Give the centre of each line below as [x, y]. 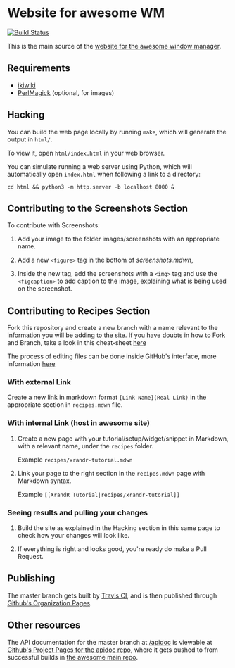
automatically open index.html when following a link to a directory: [104, 174]
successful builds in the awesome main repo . [73, 657]
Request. [30, 557]
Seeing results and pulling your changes [78, 512]
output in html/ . [30, 139]
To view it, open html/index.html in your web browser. [86, 153]
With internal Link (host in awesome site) [78, 423]
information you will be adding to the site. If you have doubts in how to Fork [116, 335]
